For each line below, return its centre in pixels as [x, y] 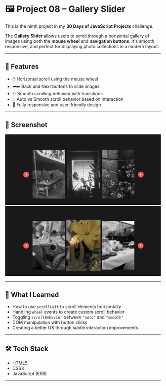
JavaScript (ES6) [29, 373]
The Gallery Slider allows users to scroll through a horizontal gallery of [77, 36]
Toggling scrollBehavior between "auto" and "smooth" [68, 317]
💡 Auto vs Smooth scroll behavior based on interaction [68, 99]
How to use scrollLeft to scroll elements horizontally [67, 307]
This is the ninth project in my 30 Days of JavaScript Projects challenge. [79, 26]
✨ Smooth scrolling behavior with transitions [57, 93]
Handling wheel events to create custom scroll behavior [68, 312]
